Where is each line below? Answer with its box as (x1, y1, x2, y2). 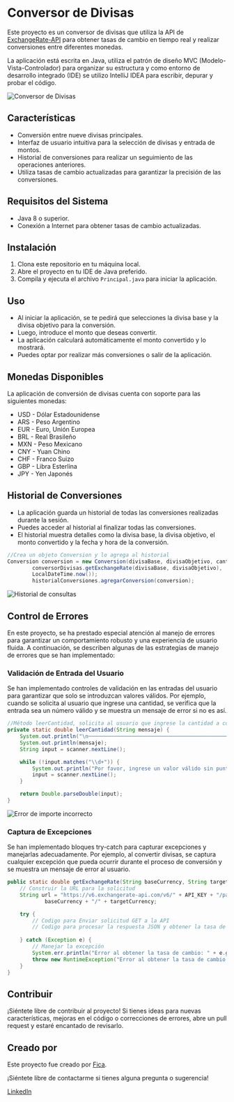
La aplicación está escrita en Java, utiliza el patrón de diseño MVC (7, 56, 198, 64)
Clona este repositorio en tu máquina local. (17, 260, 141, 269)
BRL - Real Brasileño (17, 432, 77, 441)
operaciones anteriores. (17, 160, 86, 169)
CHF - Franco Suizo (17, 455, 75, 463)
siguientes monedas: (7, 397, 68, 405)
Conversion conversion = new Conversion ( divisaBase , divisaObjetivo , (7, 558, 214, 565)
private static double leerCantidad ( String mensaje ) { (7, 727, 170, 734)
